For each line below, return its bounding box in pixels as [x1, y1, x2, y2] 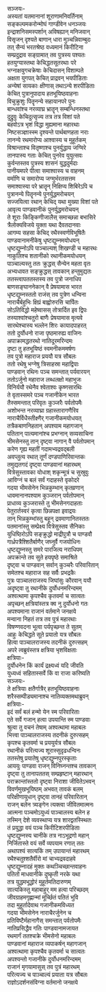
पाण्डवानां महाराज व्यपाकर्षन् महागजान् [7, 940, 87, 947]
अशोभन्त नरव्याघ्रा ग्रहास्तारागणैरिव [7, 407, 79, 414]
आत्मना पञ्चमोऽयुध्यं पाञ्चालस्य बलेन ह [7, 809, 90, 816]
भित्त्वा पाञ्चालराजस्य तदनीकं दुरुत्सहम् [7, 731, 89, 739]
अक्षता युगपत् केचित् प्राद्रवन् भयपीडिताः [7, 74, 88, 82]
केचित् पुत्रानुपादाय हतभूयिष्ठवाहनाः [7, 89, 79, 98]
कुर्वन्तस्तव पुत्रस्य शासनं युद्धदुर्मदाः [7, 159, 79, 167]
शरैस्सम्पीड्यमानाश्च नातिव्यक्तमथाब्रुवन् [7, 692, 89, 700]
